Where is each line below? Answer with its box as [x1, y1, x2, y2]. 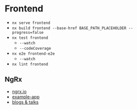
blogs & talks [11, 99, 38, 105]
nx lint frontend [11, 62, 48, 67]
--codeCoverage [19, 46, 51, 51]
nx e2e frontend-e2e [11, 51, 55, 56]
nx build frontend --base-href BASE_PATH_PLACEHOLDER [11, 25, 126, 30]
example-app [11, 94, 39, 100]
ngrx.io [11, 88, 27, 95]
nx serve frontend [11, 20, 50, 25]
